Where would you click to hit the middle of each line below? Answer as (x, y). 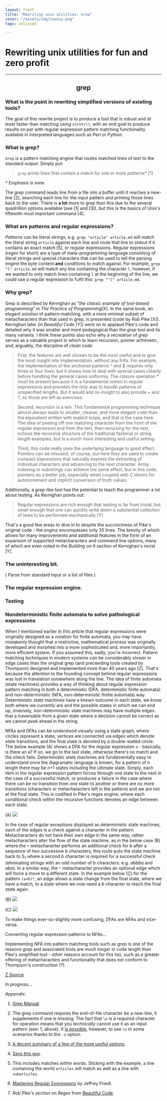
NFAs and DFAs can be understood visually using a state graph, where (77, 731)
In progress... (19, 984)
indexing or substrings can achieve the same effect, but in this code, (87, 469)
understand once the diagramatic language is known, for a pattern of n (78, 762)
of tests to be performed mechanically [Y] (60, 515)
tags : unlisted (21, 24)
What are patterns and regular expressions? (59, 227)
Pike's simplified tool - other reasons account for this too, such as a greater (82, 954)
